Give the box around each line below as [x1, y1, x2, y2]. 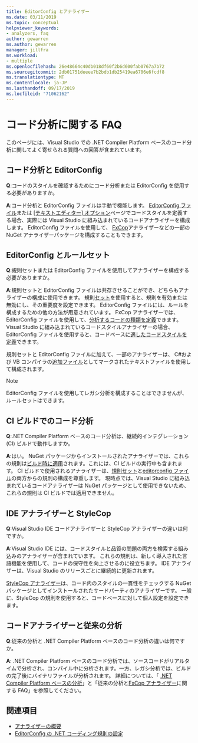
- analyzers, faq [6, 31, 49, 37]
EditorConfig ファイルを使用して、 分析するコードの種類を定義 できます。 [6, 316, 181, 323]
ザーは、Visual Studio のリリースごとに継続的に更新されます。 [6, 567, 157, 574]
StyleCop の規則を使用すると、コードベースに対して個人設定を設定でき [16, 594, 190, 601]
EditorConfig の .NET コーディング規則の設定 [14, 729, 124, 737]
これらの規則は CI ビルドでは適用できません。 [6, 489, 118, 497]
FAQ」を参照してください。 [17, 686, 84, 693]
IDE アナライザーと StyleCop [6, 508, 111, 518]
